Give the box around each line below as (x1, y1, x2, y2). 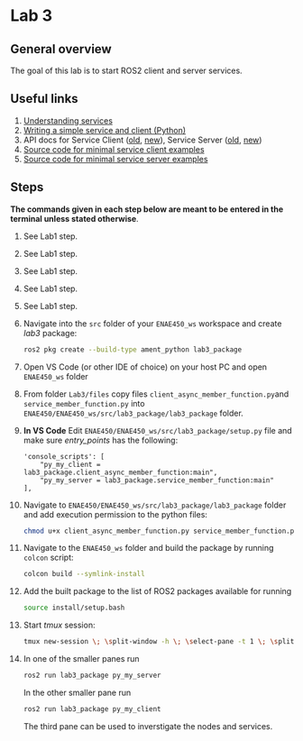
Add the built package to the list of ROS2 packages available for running (23, 586, 292, 597)
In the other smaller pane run (23, 687, 132, 698)
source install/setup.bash (23, 603, 125, 613)
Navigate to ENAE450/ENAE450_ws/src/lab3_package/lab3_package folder (23, 499, 287, 510)
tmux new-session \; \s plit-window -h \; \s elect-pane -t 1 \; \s (23, 637, 279, 646)
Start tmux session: (23, 619, 96, 631)
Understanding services (23, 114, 114, 126)
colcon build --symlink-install (23, 570, 145, 579)
